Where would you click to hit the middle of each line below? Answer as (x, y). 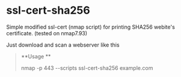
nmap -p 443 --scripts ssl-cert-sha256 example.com (87, 68)
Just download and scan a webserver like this (63, 45)
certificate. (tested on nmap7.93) (47, 33)
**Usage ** (36, 56)
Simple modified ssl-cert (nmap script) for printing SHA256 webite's (91, 27)
